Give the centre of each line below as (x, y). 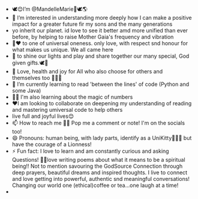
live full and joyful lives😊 (43, 116)
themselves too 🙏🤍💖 (37, 78)
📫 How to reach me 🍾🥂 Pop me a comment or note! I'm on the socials (98, 123)
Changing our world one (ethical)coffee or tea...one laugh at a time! (95, 185)
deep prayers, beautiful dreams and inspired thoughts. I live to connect (100, 173)
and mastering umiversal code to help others (67, 110)
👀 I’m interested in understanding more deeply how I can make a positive (102, 18)
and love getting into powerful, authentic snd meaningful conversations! (101, 179)
